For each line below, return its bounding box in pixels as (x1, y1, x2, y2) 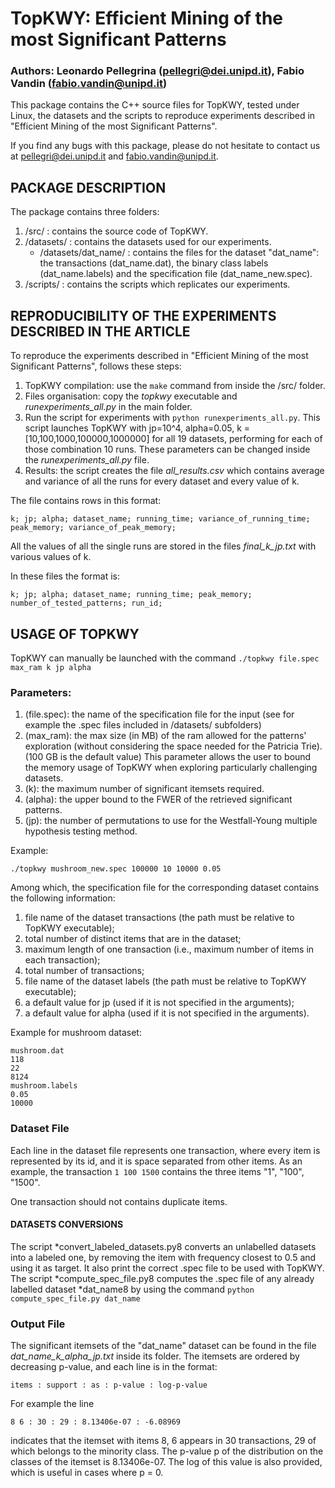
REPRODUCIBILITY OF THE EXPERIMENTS (10, 307, 277, 324)
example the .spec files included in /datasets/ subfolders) (24, 719, 262, 731)
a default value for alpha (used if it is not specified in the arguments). (24, 1007, 310, 1019)
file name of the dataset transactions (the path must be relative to (24, 912, 295, 924)
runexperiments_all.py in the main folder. (24, 401, 193, 413)
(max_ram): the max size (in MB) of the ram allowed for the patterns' (24, 730, 307, 742)
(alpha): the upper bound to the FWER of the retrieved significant (24, 793, 293, 806)
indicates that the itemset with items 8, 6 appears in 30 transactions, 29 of (10, 1435, 317, 1447)
